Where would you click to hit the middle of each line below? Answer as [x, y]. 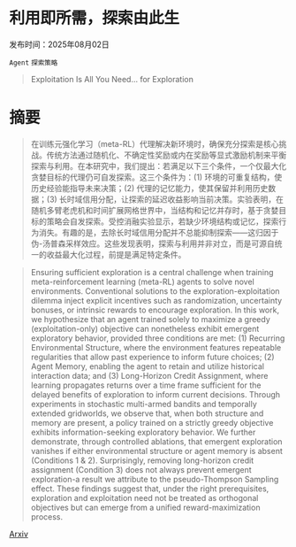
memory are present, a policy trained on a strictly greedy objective [152, 422]
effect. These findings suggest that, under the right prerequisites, [150, 489]
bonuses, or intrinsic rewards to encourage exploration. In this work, [155, 310]
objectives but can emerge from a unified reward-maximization [145, 507]
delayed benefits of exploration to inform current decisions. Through [156, 394]
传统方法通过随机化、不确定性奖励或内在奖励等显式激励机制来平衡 [167, 155]
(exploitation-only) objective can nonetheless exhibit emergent [145, 328]
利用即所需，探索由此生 [95, 18]
